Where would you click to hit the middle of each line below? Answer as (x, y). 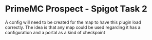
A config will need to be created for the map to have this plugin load (73, 22)
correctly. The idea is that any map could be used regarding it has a (73, 27)
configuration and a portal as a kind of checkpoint (55, 32)
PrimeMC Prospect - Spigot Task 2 (76, 9)
